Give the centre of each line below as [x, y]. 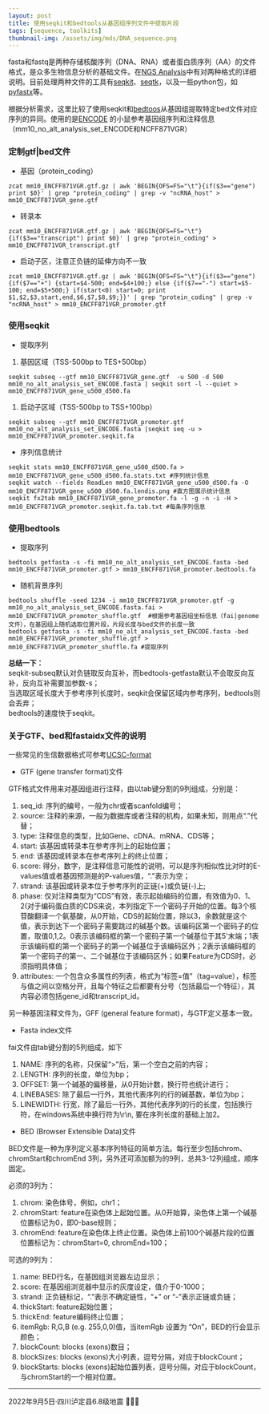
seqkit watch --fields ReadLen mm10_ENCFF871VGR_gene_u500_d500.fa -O [128, 483]
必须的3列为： [32, 1186]
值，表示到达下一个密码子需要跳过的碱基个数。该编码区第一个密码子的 [136, 926]
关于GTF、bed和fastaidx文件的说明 [77, 736]
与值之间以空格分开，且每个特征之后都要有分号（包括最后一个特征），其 [137, 986]
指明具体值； [48, 966]
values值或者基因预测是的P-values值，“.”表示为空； [105, 876]
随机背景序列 [41, 585]
